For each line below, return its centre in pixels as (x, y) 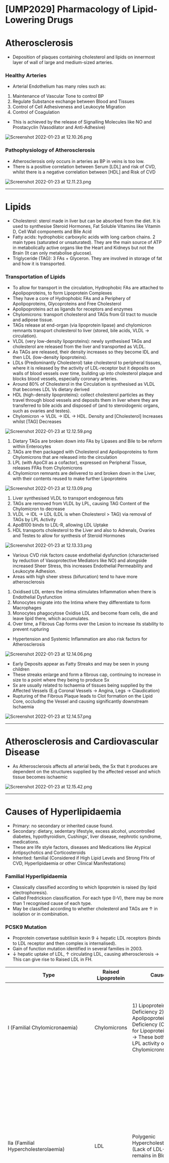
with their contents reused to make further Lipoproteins (70, 478)
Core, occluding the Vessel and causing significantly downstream (80, 701)
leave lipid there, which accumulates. (51, 618)
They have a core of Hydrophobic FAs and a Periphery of (71, 298)
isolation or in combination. (40, 914)
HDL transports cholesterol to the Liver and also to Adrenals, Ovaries (84, 530)
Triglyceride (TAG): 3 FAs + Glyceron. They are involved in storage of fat (87, 258)
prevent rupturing (31, 629)
